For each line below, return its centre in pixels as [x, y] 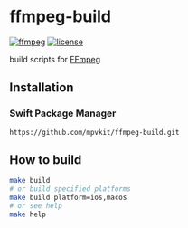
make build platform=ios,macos [68, 198]
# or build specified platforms [70, 189]
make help [28, 214]
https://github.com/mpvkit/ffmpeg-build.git [94, 132]
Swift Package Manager [63, 113]
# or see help [36, 206]
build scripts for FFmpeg [55, 59]
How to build [46, 160]
